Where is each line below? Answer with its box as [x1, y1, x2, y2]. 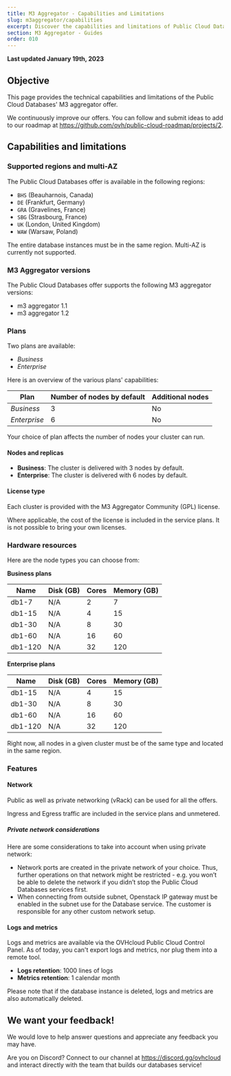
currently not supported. [7, 248, 77, 256]
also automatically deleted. [7, 995, 84, 1003]
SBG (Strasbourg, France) [16, 212, 87, 221]
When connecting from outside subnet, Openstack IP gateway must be [16, 893, 218, 901]
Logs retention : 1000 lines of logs [16, 966, 113, 975]
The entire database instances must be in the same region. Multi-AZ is [7, 241, 206, 249]
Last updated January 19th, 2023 [7, 54, 104, 63]
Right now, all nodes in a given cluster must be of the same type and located [7, 739, 223, 747]
